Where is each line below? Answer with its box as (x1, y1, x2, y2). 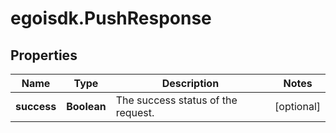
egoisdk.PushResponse (10, 7, 212, 30)
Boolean (66, 100, 107, 113)
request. (115, 106, 155, 119)
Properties (10, 47, 78, 64)
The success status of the (115, 93, 238, 107)
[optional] (274, 100, 321, 113)
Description (161, 77, 220, 90)
